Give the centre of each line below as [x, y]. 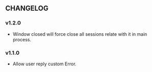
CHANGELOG [27, 8]
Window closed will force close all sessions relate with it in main [80, 34]
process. [22, 39]
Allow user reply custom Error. [44, 64]
